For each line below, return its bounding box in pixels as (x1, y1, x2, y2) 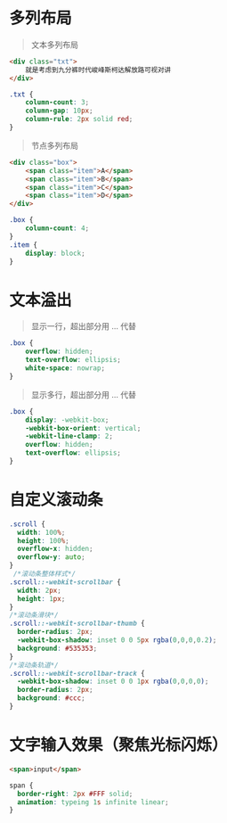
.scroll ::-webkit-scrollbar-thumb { (9, 619, 145, 629)
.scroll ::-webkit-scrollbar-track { (9, 669, 145, 678)
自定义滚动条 (9, 490, 104, 510)
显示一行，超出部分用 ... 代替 (30, 321, 136, 332)
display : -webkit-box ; (25, 416, 109, 424)
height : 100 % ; (17, 536, 69, 545)
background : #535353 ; (17, 644, 98, 653)
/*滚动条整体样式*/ (12, 570, 77, 579)
